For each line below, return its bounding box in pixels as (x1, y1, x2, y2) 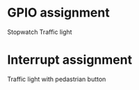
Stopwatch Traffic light (7, 28, 72, 36)
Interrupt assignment (7, 52, 133, 68)
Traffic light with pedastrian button (7, 75, 106, 83)
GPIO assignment (7, 5, 110, 21)
